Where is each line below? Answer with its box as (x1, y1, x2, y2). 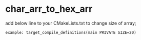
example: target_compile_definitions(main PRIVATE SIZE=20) (5, 30, 137, 35)
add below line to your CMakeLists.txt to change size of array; (5, 20, 137, 26)
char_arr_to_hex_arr (5, 3, 93, 15)
